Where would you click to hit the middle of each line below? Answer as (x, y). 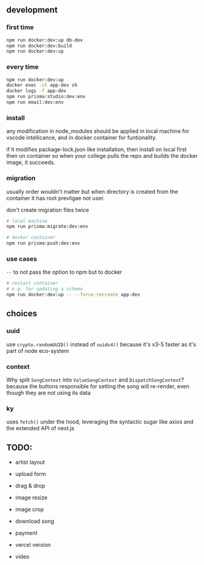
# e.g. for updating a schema (45, 289)
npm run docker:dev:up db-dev (45, 40)
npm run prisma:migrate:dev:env (47, 227)
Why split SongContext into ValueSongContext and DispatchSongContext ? (95, 380)
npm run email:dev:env (35, 102)
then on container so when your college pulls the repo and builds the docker (102, 156)
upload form (30, 474)
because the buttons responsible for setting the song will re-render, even (98, 386)
